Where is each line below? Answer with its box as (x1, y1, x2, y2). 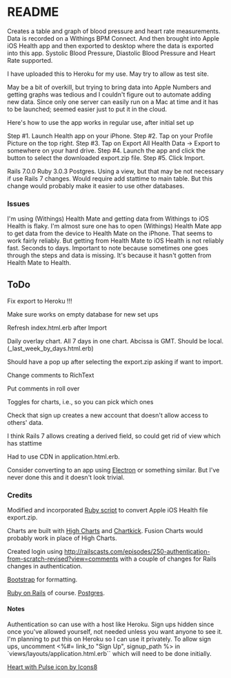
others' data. (7, 419, 43, 427)
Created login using (7, 548, 63, 556)
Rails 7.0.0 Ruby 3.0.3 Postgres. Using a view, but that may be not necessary (7, 167, 224, 175)
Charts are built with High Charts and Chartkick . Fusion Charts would (7, 527, 203, 535)
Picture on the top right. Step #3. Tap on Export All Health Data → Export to (7, 139, 221, 147)
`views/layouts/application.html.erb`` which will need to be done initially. (7, 649, 212, 657)
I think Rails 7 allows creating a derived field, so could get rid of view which (7, 432, 221, 440)
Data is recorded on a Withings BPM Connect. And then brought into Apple (7, 34, 219, 42)
